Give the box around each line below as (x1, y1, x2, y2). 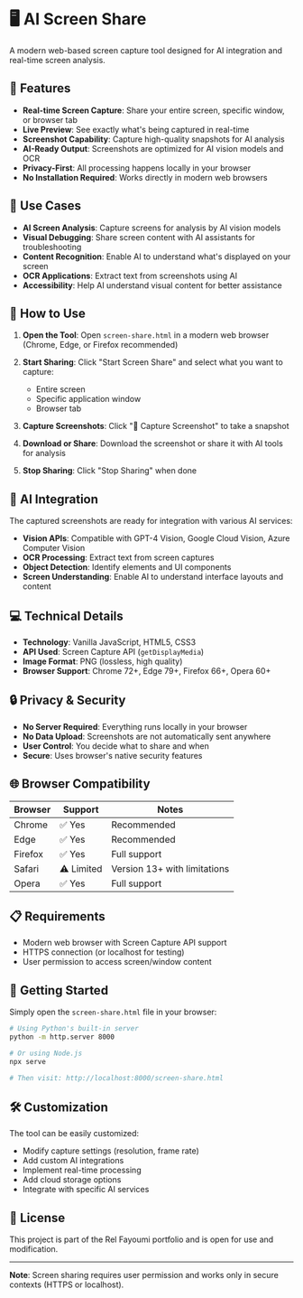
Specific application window (35, 394, 142, 405)
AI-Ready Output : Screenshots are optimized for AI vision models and (22, 143, 284, 154)
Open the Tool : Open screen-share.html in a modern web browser (22, 330, 270, 341)
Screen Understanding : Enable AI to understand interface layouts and (22, 572, 284, 583)
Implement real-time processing (22, 1164, 142, 1176)
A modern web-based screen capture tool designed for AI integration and (9, 44, 282, 56)
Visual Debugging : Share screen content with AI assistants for (22, 231, 255, 242)
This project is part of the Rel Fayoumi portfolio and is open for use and (9, 1234, 274, 1245)
